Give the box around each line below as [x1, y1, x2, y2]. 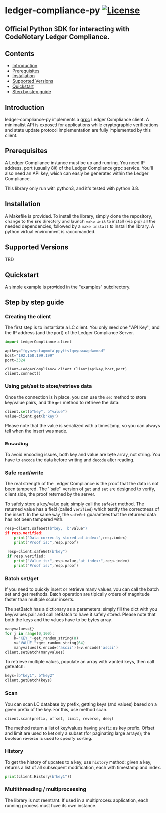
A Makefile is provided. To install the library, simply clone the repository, [5, 213, 152, 219]
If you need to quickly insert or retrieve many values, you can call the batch [5, 586, 159, 592]
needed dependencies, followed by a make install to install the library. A [5, 223, 155, 229]
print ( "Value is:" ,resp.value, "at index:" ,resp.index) [14, 559, 130, 564]
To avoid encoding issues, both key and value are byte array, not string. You [5, 451, 160, 457]
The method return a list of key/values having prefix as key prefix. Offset [5, 725, 155, 731]
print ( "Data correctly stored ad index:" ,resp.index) [14, 535, 127, 540]
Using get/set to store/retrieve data [5, 383, 92, 390]
